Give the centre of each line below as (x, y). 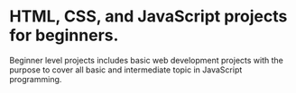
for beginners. (64, 35)
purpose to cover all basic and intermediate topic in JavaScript (126, 70)
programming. (36, 79)
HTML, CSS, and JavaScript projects (148, 17)
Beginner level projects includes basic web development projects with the (147, 60)
